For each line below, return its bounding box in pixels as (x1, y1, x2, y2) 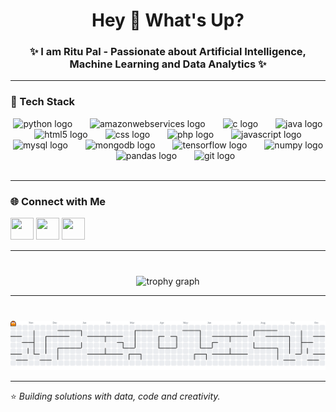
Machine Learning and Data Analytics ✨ (69, 57, 267, 71)
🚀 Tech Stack (10, 95, 76, 109)
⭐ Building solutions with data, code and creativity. (10, 390, 221, 403)
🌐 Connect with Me (10, 194, 107, 208)
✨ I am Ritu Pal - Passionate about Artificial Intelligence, (29, 45, 307, 59)
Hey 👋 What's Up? (91, 9, 245, 32)
